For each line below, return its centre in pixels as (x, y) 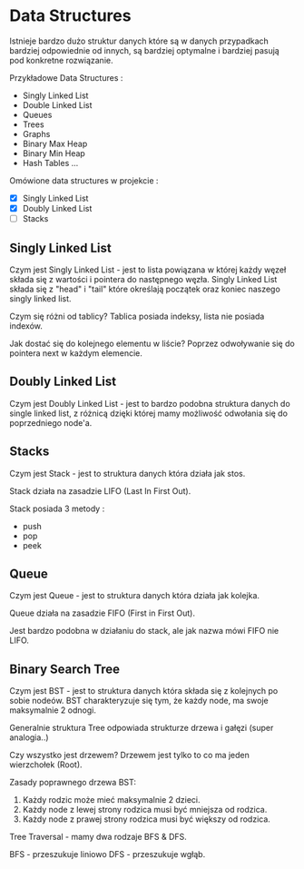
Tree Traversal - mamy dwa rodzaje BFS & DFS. (98, 837)
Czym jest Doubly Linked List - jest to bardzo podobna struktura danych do (150, 403)
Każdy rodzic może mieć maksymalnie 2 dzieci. (112, 800)
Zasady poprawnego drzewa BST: (73, 783)
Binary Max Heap (55, 143)
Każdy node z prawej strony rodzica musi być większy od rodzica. (146, 819)
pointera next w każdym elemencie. (76, 353)
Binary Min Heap (54, 153)
